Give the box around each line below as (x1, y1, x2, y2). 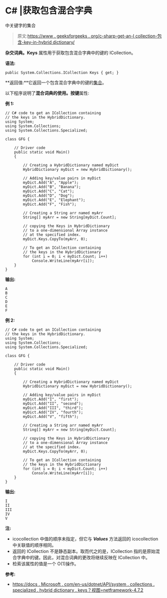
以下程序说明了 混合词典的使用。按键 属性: (5, 90, 89, 96)
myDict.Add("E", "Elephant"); (23, 197, 85, 202)
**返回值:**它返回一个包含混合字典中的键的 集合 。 (5, 79, 107, 85)
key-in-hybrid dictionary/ (24, 39, 75, 45)
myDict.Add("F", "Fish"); (23, 202, 77, 207)
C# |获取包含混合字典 (5, 5, 92, 16)
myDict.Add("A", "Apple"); (23, 180, 79, 185)
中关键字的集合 (5, 22, 36, 28)
